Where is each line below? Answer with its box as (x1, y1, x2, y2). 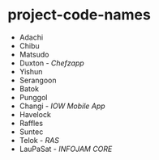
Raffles (19, 118, 44, 128)
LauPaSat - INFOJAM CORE (19, 144, 113, 154)
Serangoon (19, 75, 57, 85)
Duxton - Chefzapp (19, 58, 84, 68)
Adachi (19, 32, 44, 42)
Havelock (19, 109, 52, 119)
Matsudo (19, 49, 49, 59)
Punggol (19, 92, 48, 102)
